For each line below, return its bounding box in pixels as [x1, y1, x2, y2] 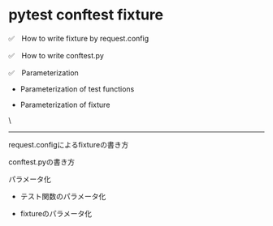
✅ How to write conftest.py [8, 50, 104, 60]
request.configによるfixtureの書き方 [8, 139, 129, 149]
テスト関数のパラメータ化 [19, 191, 106, 201]
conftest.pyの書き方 [8, 156, 76, 167]
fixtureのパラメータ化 [19, 208, 92, 218]
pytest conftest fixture [8, 6, 164, 24]
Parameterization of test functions [19, 83, 135, 94]
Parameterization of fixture [19, 100, 110, 109]
